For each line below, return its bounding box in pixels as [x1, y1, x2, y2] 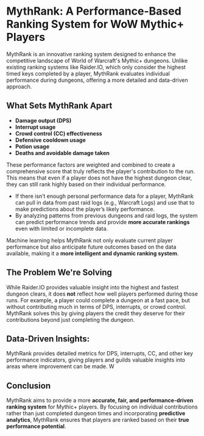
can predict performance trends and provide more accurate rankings [15, 218, 190, 225]
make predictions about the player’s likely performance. [15, 205, 155, 213]
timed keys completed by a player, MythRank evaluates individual [6, 70, 171, 77]
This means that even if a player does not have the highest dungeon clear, [6, 174, 192, 181]
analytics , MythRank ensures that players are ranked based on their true [6, 416, 189, 424]
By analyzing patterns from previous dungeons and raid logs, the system [15, 212, 198, 219]
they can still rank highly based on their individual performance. [6, 180, 166, 187]
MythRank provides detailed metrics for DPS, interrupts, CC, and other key [6, 350, 194, 357]
